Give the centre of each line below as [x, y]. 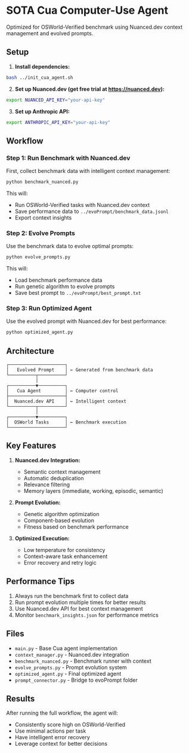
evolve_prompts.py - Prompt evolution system [71, 667]
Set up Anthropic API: [42, 111]
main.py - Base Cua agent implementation [66, 648]
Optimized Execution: [42, 538]
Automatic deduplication [54, 478]
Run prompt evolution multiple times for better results [80, 602]
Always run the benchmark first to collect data [72, 596]
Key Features [31, 446]
